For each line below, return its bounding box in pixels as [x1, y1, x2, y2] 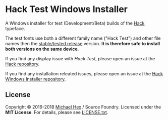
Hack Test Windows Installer [5, 4, 128, 15]
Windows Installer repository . [5, 76, 66, 82]
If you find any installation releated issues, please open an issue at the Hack [5, 70, 163, 76]
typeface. [5, 25, 25, 31]
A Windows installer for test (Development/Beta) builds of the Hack [5, 20, 145, 26]
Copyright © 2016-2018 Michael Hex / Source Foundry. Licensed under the [5, 104, 161, 110]
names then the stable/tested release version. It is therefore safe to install [5, 40, 160, 46]
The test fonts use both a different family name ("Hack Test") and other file [5, 35, 161, 41]
